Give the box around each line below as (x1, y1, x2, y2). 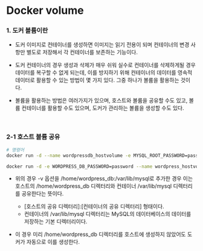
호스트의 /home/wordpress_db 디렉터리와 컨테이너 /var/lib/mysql (14, 182, 172, 190)
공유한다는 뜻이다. (21, 190, 64, 197)
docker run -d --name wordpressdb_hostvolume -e (6, 152, 131, 159)
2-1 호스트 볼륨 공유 (6, 133, 60, 141)
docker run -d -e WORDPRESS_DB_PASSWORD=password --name (6, 164, 153, 170)
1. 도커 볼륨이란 (6, 27, 48, 35)
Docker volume (6, 4, 84, 17)
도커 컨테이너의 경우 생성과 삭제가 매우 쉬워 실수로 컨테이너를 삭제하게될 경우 (14, 62, 196, 69)
